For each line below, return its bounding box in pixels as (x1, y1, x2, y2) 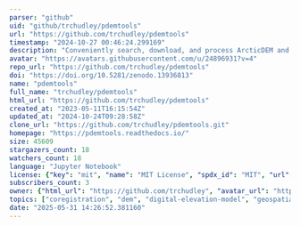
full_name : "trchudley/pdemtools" (9, 87, 138, 96)
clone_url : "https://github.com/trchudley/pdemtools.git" (9, 121, 229, 130)
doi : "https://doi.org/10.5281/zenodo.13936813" (9, 71, 194, 80)
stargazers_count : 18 (9, 145, 90, 154)
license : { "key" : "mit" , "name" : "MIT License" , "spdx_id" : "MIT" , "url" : (9, 170, 294, 179)
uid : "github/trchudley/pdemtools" (9, 21, 142, 30)
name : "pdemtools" (9, 79, 78, 88)
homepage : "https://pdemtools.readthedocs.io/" (9, 129, 190, 138)
